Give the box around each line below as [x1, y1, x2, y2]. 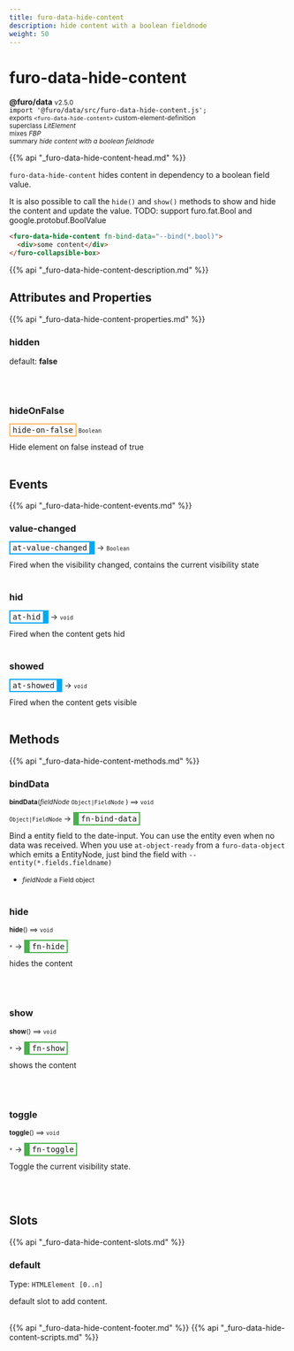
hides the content [9, 958, 73, 969]
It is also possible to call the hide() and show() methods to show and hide [9, 196, 276, 207]
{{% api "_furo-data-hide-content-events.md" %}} [9, 501, 192, 511]
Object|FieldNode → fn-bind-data [9, 813, 138, 824]
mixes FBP [9, 129, 41, 138]
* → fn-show [9, 1042, 65, 1053]
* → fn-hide [9, 941, 65, 952]
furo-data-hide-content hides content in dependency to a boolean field [9, 170, 270, 180]
